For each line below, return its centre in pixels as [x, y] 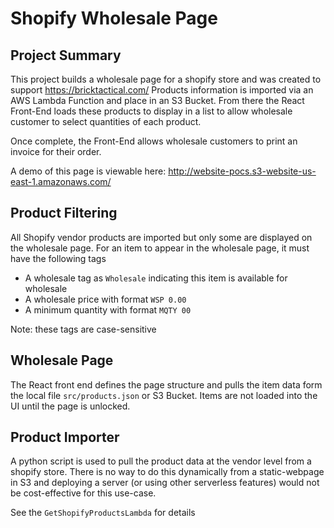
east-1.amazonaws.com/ [61, 181]
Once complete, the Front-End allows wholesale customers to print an [154, 141]
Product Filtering [64, 213]
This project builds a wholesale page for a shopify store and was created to [166, 79]
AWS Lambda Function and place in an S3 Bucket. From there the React [157, 100]
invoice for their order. [56, 151]
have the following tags [58, 258]
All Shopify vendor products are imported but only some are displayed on [161, 237]
